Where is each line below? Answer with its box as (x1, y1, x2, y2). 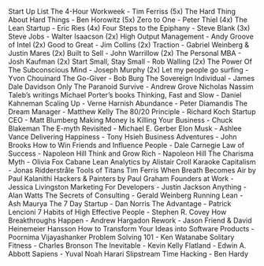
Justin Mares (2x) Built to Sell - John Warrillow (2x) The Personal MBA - (8, 49, 242, 57)
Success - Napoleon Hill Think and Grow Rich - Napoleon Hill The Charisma (8, 149, 254, 158)
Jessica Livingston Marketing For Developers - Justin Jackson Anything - (8, 183, 247, 191)
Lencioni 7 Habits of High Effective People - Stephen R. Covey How (8, 208, 227, 216)
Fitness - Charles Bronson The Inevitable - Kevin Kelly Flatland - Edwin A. (8, 241, 247, 250)
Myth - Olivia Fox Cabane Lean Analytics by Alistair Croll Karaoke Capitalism (8, 157, 256, 166)
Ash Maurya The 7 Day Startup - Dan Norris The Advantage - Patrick (8, 199, 232, 208)
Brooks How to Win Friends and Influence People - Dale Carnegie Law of (8, 141, 245, 150)
